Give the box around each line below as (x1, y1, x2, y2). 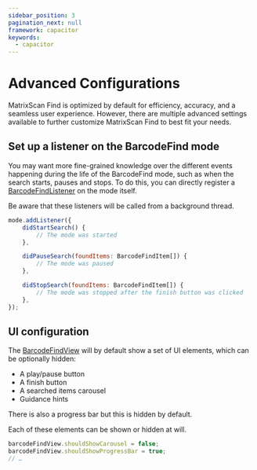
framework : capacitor (8, 26, 79, 34)
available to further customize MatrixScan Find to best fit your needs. (8, 117, 232, 127)
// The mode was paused (36, 260, 114, 268)
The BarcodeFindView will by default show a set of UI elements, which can (8, 346, 249, 355)
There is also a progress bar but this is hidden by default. (8, 409, 193, 419)
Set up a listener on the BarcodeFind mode (8, 140, 220, 153)
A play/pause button (19, 369, 85, 379)
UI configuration (8, 325, 89, 338)
